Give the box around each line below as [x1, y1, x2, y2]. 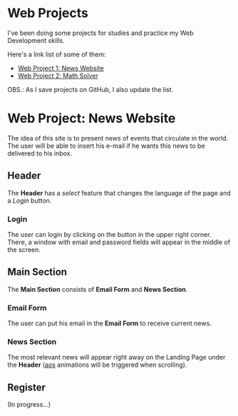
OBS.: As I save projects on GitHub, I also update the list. [7, 85, 174, 93]
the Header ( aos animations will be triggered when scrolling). [7, 360, 187, 369]
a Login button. [7, 196, 52, 205]
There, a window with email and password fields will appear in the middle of [7, 238, 230, 246]
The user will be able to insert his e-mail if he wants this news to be [7, 141, 205, 150]
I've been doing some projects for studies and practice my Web [7, 29, 194, 37]
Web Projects [7, 5, 89, 21]
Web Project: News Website [7, 111, 176, 126]
